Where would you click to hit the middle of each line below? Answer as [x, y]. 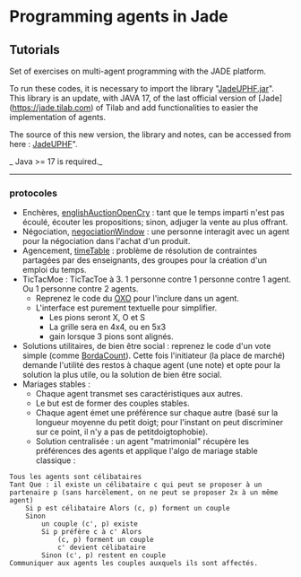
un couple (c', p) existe [90, 524]
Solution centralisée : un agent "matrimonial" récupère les [142, 441]
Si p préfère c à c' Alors [92, 532]
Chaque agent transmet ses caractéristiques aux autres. [139, 394]
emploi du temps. [54, 270]
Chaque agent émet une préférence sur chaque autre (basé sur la [157, 413]
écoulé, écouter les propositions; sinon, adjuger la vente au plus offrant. [155, 223]
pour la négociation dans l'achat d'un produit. [106, 241]
